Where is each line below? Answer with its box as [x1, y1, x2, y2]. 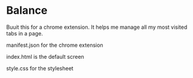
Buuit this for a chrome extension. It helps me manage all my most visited [6, 23, 188, 31]
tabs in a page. [6, 29, 43, 37]
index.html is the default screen [6, 53, 84, 60]
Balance [6, 4, 48, 17]
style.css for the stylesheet [6, 64, 74, 72]
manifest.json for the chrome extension [6, 41, 103, 49]
